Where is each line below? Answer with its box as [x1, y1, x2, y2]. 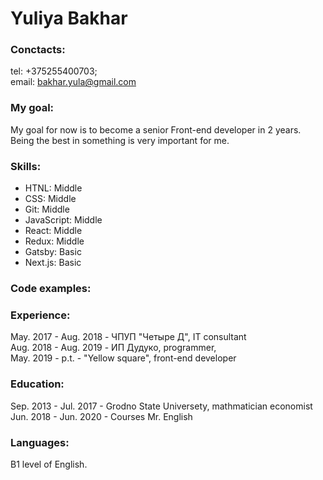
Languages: [10, 435, 70, 449]
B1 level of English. [10, 458, 88, 470]
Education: [10, 377, 65, 391]
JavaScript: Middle [24, 214, 103, 226]
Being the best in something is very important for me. [10, 134, 230, 146]
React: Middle [24, 225, 83, 237]
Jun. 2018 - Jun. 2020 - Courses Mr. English [10, 410, 193, 422]
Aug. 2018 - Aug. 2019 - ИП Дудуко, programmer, [10, 342, 217, 354]
